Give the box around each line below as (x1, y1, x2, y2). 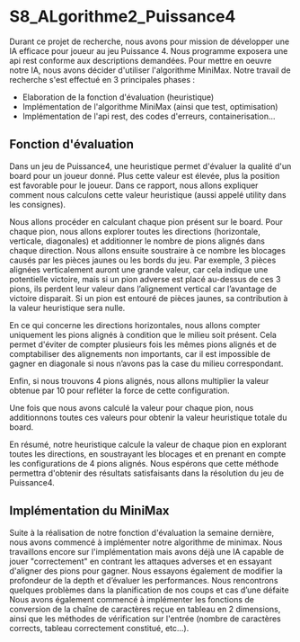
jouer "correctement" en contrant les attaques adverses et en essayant (9, 556, 272, 566)
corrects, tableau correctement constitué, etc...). (9, 622, 190, 633)
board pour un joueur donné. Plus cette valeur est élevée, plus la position (9, 170, 280, 181)
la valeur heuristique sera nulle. (9, 302, 126, 313)
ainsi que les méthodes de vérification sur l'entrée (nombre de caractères (9, 613, 281, 624)
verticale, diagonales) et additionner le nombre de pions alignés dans (9, 236, 265, 246)
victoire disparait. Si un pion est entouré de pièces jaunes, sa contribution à (9, 292, 288, 303)
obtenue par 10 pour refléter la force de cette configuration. (9, 385, 231, 396)
